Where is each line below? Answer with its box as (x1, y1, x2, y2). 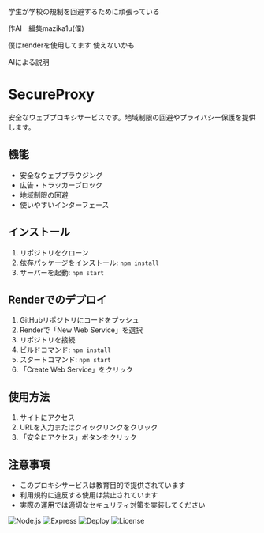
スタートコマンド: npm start (19, 355, 112, 365)
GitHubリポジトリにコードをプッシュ (19, 316, 139, 325)
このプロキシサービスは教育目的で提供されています (19, 481, 186, 490)
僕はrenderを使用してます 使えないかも (8, 40, 136, 50)
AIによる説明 (8, 58, 50, 66)
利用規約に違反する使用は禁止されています (19, 490, 158, 500)
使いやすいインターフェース (19, 200, 110, 210)
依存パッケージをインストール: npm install (19, 258, 159, 267)
